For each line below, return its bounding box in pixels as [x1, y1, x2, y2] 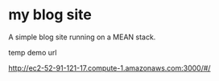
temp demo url [8, 47, 57, 57]
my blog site [8, 6, 93, 24]
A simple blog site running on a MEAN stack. [8, 32, 156, 42]
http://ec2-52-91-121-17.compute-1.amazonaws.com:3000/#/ [8, 63, 211, 73]
